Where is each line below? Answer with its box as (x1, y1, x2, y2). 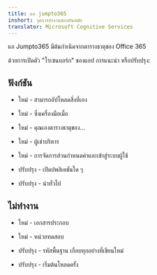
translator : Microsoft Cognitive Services (8, 23, 133, 30)
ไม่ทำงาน (8, 200, 39, 211)
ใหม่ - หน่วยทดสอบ (17, 232, 64, 241)
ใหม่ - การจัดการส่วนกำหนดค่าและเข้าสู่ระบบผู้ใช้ (17, 151, 128, 160)
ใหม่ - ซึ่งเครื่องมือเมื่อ (17, 110, 68, 118)
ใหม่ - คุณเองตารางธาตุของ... (17, 124, 86, 132)
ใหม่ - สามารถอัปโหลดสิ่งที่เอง (17, 96, 87, 104)
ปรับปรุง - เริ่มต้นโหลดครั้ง (17, 260, 79, 269)
